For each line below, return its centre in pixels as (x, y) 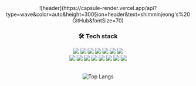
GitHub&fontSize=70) (98, 21)
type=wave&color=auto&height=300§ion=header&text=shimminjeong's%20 (98, 14)
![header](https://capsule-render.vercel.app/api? (98, 8)
